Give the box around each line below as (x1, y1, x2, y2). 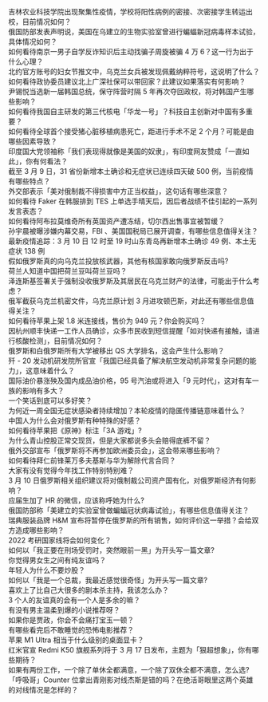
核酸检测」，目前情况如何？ (14, 336, 103, 345)
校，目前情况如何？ (8, 17, 72, 26)
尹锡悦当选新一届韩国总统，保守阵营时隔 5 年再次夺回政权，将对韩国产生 (8, 87, 247, 96)
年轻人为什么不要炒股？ (8, 566, 85, 574)
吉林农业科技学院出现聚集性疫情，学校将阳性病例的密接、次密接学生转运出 (8, 7, 253, 16)
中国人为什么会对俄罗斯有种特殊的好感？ (8, 416, 141, 425)
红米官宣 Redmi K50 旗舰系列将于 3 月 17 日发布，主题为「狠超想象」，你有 (8, 645, 253, 654)
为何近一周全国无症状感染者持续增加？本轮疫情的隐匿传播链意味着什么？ (8, 406, 246, 415)
